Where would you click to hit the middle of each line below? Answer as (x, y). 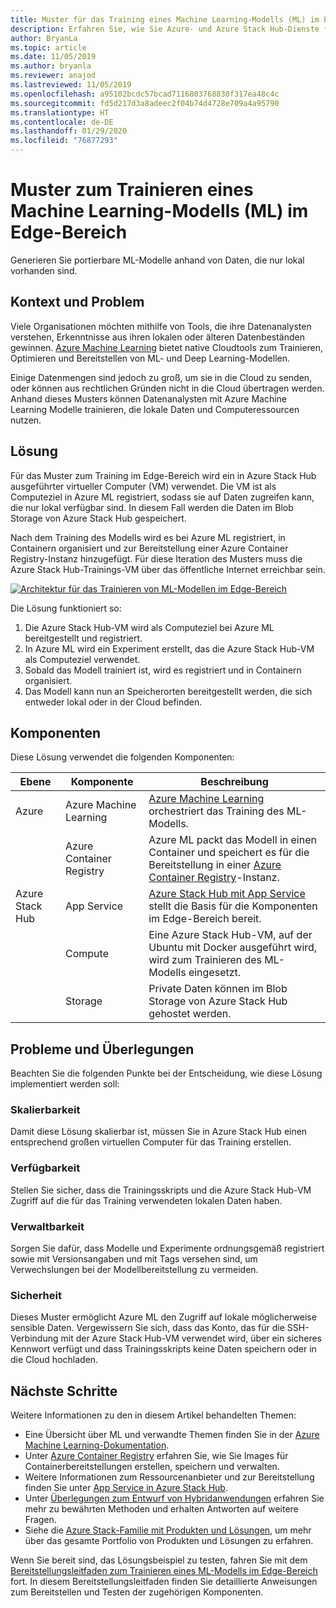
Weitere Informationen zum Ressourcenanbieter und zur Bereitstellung (169, 1477)
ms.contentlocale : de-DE (62, 122)
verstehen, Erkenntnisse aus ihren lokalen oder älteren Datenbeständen (158, 337)
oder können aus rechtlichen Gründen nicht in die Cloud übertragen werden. (167, 388)
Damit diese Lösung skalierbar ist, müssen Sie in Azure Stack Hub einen (159, 1132)
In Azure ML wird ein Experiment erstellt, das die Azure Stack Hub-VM (169, 648)
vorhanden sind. (44, 270)
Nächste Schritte (64, 1391)
